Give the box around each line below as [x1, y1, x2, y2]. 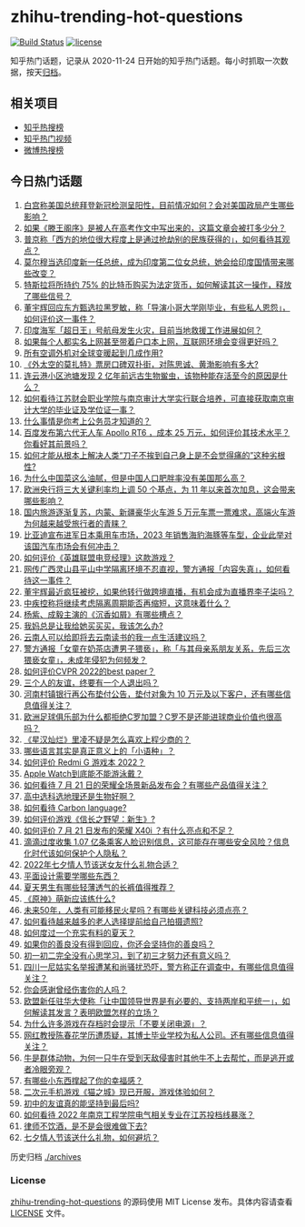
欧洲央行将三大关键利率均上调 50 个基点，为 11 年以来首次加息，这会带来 [23, 484, 296, 495]
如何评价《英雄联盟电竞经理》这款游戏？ [23, 552, 175, 563]
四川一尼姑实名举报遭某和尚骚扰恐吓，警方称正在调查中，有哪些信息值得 [23, 961, 294, 972]
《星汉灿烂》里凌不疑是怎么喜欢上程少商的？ [23, 734, 192, 745]
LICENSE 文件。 [10, 1207, 71, 1218]
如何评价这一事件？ [23, 313, 96, 324]
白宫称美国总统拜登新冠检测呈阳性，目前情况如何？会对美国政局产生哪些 [23, 199, 294, 210]
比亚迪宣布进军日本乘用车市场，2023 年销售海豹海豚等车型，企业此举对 [23, 529, 293, 540]
